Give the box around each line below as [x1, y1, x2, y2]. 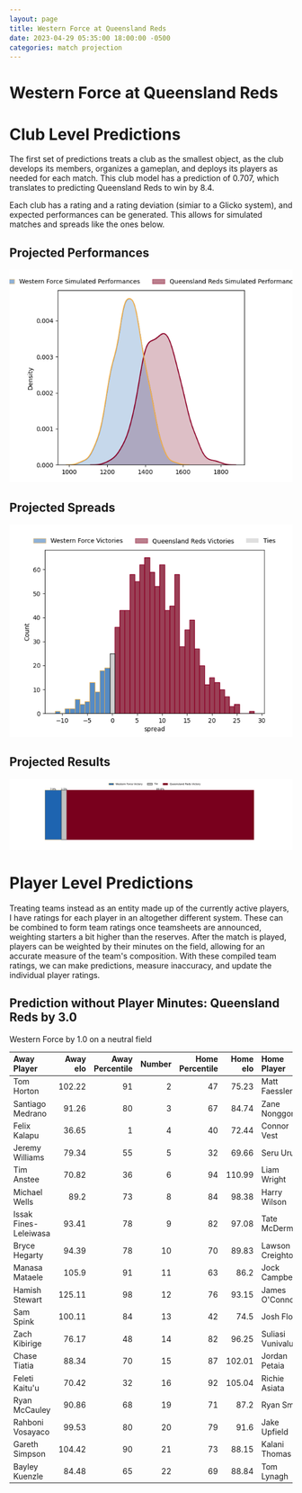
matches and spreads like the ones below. [9, 219, 165, 229]
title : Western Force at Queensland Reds [9, 23, 167, 33]
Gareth [13, 1439, 39, 1450]
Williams [13, 1152, 45, 1163]
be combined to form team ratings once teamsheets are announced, [9, 922, 262, 932]
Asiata [261, 1382, 285, 1393]
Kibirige [13, 1338, 42, 1349]
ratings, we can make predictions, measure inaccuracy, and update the [9, 959, 272, 971]
